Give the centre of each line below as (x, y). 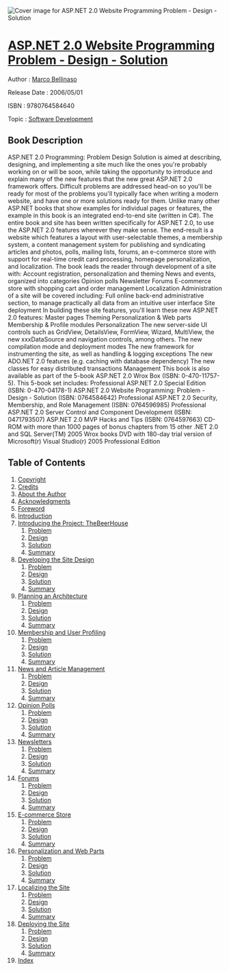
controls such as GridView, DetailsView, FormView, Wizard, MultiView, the (111, 332)
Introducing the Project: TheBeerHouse (73, 523)
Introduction (35, 516)
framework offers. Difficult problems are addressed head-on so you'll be (110, 186)
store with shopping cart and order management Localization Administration (115, 288)
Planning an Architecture (52, 596)
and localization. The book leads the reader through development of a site (112, 266)
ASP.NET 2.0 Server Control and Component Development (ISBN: (100, 412)
